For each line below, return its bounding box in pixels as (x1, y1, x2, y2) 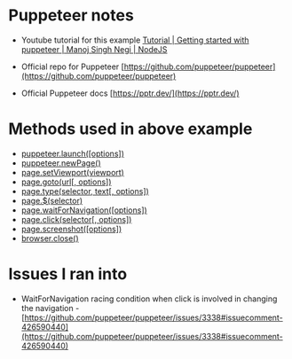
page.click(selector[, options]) (20, 214, 132, 224)
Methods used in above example (8, 119, 253, 139)
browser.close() (20, 232, 79, 244)
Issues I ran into (8, 264, 128, 285)
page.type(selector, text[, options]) (20, 185, 150, 196)
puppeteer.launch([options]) (20, 148, 125, 159)
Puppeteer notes (8, 5, 134, 26)
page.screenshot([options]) (20, 223, 122, 234)
